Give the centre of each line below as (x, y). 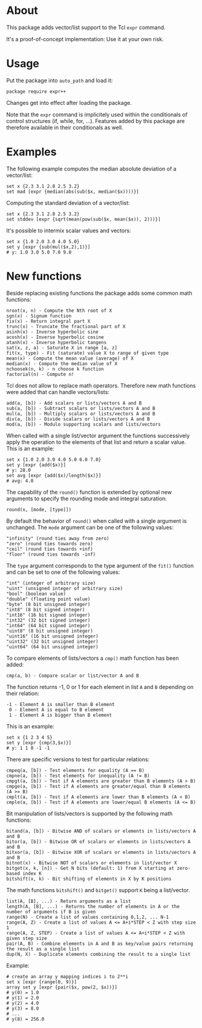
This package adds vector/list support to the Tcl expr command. (86, 27)
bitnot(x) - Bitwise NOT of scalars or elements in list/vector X (92, 863)
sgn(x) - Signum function (39, 316)
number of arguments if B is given (51, 912)
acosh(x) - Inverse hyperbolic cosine (55, 337)
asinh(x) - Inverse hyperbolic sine (52, 332)
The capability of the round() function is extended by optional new (89, 492)
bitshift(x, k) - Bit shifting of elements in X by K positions (89, 879)
